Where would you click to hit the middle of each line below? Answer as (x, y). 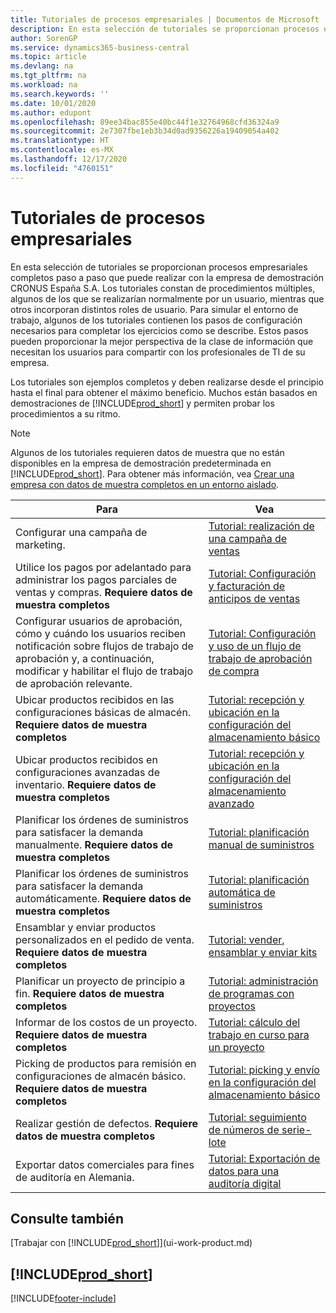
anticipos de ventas (254, 598)
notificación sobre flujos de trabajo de (104, 646)
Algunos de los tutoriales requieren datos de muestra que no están (147, 452)
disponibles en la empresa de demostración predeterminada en (141, 463)
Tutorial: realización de (261, 526)
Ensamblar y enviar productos (86, 927)
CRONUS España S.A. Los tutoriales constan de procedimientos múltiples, (163, 288)
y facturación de (247, 586)
